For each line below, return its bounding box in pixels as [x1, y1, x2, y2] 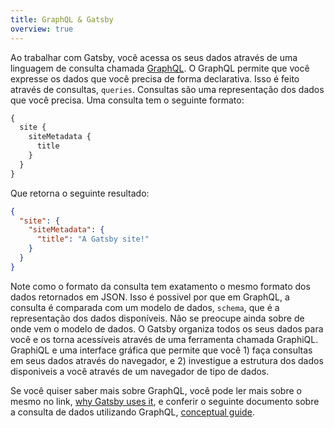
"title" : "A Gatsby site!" [36, 234, 150, 245]
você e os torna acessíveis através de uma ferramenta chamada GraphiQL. [10, 333, 319, 345]
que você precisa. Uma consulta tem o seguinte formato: [10, 94, 245, 106]
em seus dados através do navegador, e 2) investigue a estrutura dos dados [10, 354, 324, 366]
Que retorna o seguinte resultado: [10, 187, 150, 199]
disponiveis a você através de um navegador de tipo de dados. [10, 365, 270, 377]
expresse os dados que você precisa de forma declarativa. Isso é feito [10, 72, 300, 85]
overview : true [10, 24, 74, 34]
